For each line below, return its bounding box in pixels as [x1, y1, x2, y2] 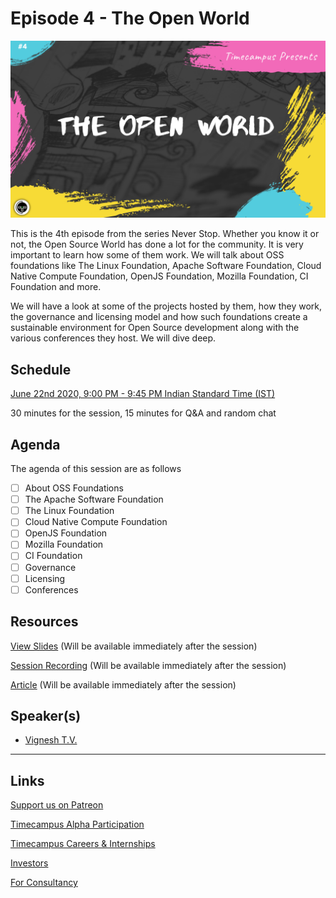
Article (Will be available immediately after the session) [10, 678, 237, 691]
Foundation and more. [10, 281, 102, 293]
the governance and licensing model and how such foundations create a [10, 311, 308, 323]
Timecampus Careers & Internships [10, 838, 156, 850]
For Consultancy [10, 877, 78, 889]
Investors [10, 857, 49, 869]
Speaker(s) [10, 707, 82, 724]
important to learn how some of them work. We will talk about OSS [10, 249, 285, 261]
